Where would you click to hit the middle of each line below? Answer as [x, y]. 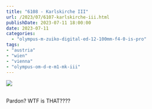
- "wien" [17, 56]
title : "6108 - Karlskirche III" [47, 12]
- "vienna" [20, 61]
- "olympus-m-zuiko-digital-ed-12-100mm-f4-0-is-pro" [79, 39]
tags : [13, 45]
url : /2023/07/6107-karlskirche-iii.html [58, 17]
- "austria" [21, 50]
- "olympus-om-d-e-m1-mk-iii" [43, 67]
